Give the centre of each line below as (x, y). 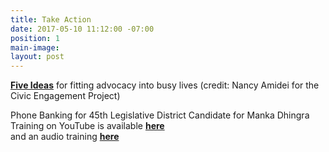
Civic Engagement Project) (65, 96)
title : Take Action (51, 19)
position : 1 (35, 38)
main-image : (35, 47)
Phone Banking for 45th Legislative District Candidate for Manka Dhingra (160, 115)
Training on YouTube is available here (87, 126)
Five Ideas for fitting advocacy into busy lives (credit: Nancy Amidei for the (165, 85)
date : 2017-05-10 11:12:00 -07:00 (82, 29)
